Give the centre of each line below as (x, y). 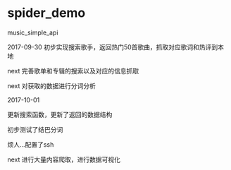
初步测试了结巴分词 (35, 129)
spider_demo (46, 13)
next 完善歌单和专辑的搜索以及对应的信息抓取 (73, 71)
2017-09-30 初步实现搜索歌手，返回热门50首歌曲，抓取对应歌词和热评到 (113, 47)
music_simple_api (33, 32)
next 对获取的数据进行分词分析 (52, 85)
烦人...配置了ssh (31, 144)
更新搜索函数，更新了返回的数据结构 (60, 114)
